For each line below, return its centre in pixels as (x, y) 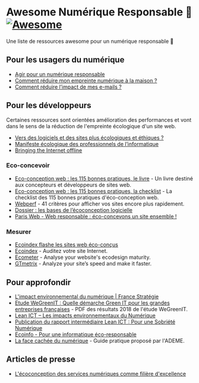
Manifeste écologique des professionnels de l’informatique (87, 144)
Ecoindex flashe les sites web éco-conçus (67, 245)
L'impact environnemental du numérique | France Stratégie (87, 296)
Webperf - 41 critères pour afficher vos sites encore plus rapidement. (99, 204)
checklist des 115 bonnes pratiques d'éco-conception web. (87, 197)
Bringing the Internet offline (48, 150)
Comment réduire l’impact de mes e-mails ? (68, 87)
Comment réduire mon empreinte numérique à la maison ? (86, 80)
